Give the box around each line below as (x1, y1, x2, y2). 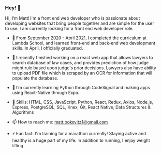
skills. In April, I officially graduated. (12, 46, 83, 51)
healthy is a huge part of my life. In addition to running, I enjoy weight (12, 138, 150, 143)
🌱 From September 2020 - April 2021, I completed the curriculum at (12, 35, 146, 41)
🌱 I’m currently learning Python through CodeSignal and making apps (12, 85, 150, 91)
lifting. (12, 143, 25, 149)
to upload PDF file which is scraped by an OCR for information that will (12, 70, 153, 76)
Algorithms (12, 109, 34, 115)
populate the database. (12, 75, 59, 81)
